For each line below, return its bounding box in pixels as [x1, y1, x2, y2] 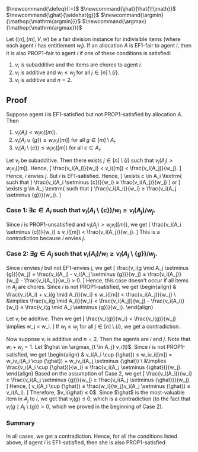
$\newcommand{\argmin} [100, 11, 164, 18]
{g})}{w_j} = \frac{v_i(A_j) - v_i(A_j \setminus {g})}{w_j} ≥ [6, 270, 146, 278]
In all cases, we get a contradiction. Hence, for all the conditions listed [6, 432, 178, 440]
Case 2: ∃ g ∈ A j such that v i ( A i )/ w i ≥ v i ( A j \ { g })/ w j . [6, 250, 158, 259]
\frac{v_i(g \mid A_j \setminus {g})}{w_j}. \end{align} [24, 303, 154, 310]
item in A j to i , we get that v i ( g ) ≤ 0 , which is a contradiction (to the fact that [6, 395, 191, 403]
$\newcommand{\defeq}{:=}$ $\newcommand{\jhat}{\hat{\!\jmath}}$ [6, 5, 176, 12]
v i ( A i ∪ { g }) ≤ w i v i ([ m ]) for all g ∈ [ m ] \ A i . [14, 136, 117, 145]
